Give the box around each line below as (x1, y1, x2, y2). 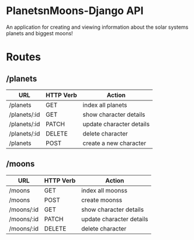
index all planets (82, 101, 127, 109)
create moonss (81, 195, 123, 204)
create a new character (82, 139, 147, 147)
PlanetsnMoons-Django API (6, 4, 144, 18)
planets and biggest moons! (6, 29, 73, 36)
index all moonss (81, 186, 127, 194)
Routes (6, 50, 41, 64)
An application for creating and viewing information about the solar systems (6, 23, 189, 31)
